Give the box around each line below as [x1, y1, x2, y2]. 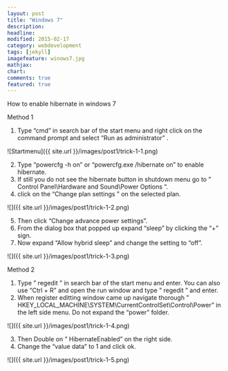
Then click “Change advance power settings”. [17, 217, 148, 225]
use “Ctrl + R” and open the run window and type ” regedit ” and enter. [17, 286, 219, 294]
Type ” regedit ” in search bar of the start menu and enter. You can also [17, 279, 220, 287]
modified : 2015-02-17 [7, 36, 70, 43]
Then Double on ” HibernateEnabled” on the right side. [17, 335, 173, 343]
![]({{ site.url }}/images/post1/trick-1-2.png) [7, 203, 130, 211]
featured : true [7, 81, 51, 88]
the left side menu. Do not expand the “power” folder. [17, 308, 169, 316]
